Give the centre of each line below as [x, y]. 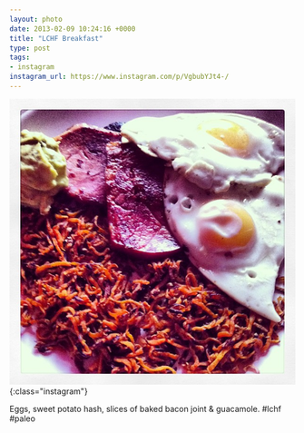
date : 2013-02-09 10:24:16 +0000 [73, 29]
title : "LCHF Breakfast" [56, 38]
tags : [20, 58]
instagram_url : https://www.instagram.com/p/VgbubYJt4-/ [119, 77]
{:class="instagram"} [49, 391]
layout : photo [36, 19]
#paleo [23, 418]
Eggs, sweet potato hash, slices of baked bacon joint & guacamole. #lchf [145, 408]
